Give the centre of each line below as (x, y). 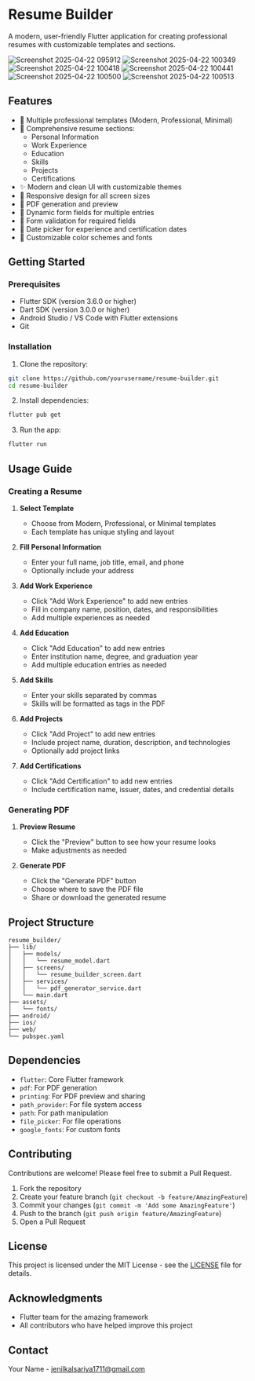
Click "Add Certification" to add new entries (102, 781)
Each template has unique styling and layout (102, 532)
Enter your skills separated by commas (94, 695)
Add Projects (41, 718)
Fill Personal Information (60, 546)
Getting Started (47, 262)
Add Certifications (50, 765)
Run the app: (40, 430)
